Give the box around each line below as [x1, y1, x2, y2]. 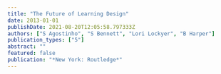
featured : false [7, 50, 56, 57]
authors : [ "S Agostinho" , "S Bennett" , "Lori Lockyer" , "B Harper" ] [7, 30, 215, 37]
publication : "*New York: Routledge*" [7, 56, 123, 63]
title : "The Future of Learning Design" [7, 10, 130, 18]
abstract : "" [7, 43, 46, 50]
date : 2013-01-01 [7, 17, 59, 24]
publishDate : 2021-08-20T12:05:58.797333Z [7, 23, 135, 30]
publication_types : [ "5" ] [7, 37, 84, 44]
